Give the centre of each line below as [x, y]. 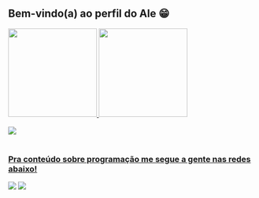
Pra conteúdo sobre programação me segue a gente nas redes [129, 159]
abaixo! [23, 169]
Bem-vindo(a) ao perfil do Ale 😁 [89, 14]
